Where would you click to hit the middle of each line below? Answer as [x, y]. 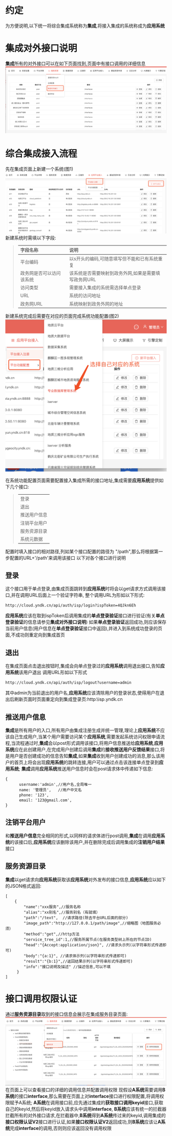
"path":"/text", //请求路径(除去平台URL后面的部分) [76, 918]
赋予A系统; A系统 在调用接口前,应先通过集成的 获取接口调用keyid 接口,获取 [87, 1103]
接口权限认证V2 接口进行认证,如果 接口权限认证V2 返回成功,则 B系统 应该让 [81, 1122]
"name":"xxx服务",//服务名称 [52, 907]
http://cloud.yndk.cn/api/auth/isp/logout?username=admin [68, 683]
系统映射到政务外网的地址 [96, 303]
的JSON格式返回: [24, 886]
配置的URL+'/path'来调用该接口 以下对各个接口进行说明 [68, 558]
